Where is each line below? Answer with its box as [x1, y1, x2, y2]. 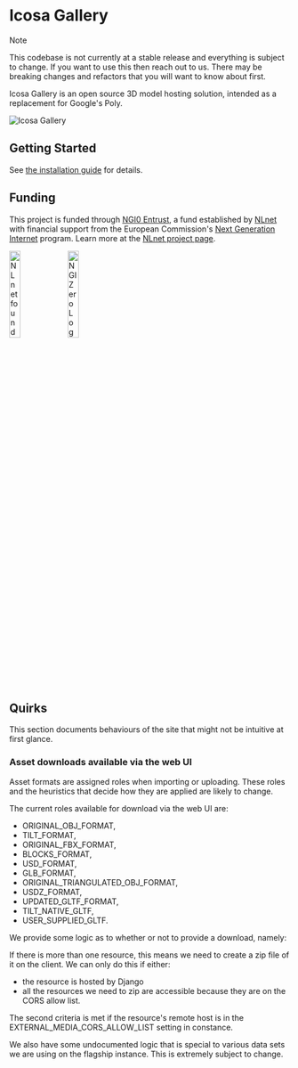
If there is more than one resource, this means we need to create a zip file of [9, 950, 290, 960]
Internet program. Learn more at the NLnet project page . [9, 232, 216, 243]
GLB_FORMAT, [21, 868, 77, 878]
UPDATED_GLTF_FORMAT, [21, 896, 119, 907]
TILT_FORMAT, [21, 829, 77, 840]
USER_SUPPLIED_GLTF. [21, 915, 109, 925]
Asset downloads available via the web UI [9, 756, 193, 769]
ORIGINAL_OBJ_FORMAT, [21, 820, 117, 831]
